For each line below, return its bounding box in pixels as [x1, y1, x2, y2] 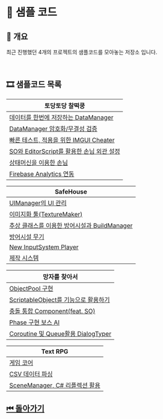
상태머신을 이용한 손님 [9, 158, 68, 166]
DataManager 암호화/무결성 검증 [9, 124, 97, 133]
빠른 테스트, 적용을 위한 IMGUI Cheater [9, 136, 115, 144]
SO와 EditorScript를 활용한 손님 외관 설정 [9, 147, 120, 156]
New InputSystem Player [9, 242, 79, 251]
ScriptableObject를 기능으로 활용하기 [9, 295, 110, 304]
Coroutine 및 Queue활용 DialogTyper [9, 329, 112, 338]
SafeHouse [55, 187, 87, 196]
